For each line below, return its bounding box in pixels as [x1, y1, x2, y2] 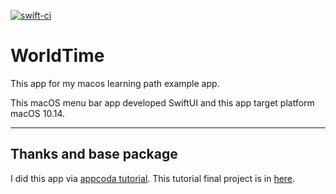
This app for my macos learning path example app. [10, 77, 220, 89]
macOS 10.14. [10, 107, 66, 119]
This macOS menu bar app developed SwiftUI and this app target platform [10, 96, 315, 109]
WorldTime [10, 45, 105, 67]
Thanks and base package [10, 146, 178, 163]
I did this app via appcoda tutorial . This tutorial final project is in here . [10, 172, 296, 184]
